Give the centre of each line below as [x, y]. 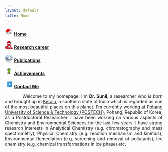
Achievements [30, 73]
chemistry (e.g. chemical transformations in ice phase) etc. [66, 144]
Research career [32, 47]
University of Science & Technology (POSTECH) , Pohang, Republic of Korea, [84, 112]
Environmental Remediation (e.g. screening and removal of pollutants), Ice [84, 139]
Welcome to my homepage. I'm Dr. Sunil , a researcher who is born [93, 96]
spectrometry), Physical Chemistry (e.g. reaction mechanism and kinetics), [84, 133]
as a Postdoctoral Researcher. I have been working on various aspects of [84, 117]
